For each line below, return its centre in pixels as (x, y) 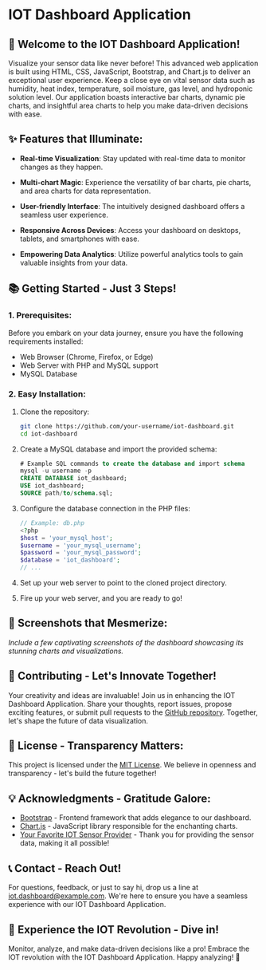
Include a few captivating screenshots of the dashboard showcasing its (126, 642)
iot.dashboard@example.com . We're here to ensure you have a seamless (128, 896)
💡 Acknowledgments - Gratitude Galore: (110, 798)
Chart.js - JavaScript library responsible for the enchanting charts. (129, 826)
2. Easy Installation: (47, 394)
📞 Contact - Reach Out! (65, 868)
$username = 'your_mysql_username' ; (80, 545)
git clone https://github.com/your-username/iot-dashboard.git (127, 426)
